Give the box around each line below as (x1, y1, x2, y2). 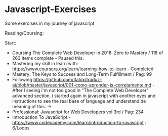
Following (12, 76, 32, 82)
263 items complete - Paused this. (12, 55, 84, 61)
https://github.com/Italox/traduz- (33, 76, 102, 82)
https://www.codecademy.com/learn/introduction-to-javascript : (12, 119, 146, 125)
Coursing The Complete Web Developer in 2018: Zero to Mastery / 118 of (12, 50, 163, 56)
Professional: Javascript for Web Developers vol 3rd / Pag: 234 (12, 109, 144, 115)
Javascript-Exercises (5, 4, 97, 15)
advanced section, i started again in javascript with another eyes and (12, 93, 156, 99)
